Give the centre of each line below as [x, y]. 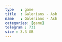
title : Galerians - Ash [31, 14]
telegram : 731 [20, 28]
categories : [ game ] [25, 23]
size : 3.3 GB [19, 32]
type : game [19, 9]
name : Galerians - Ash [31, 18]
